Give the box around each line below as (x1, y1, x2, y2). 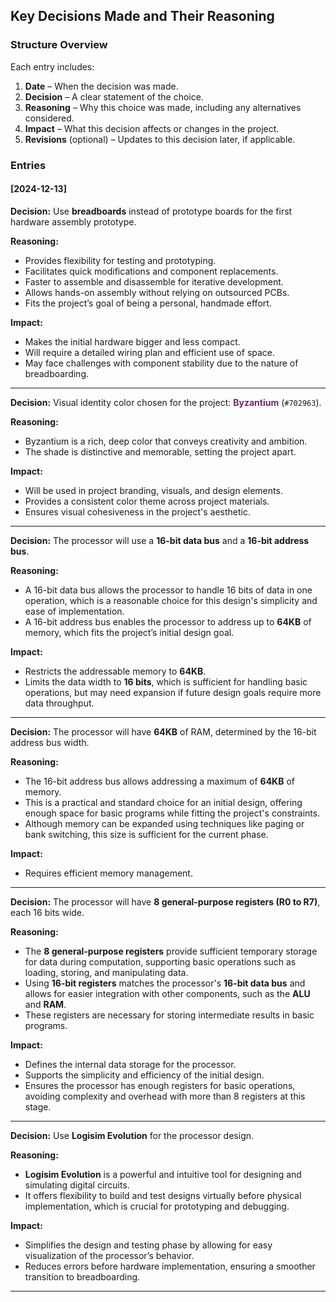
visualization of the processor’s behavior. (24, 1249, 195, 1261)
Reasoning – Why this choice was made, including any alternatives (24, 101, 302, 113)
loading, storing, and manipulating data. (24, 966, 189, 978)
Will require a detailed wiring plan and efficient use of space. (24, 346, 276, 358)
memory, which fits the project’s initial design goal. (24, 626, 235, 638)
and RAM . (24, 998, 67, 1010)
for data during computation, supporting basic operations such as (24, 955, 297, 968)
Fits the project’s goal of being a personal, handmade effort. (24, 297, 272, 309)
